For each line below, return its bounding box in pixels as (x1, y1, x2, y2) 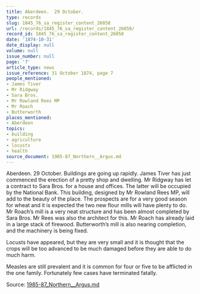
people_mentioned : (6, 75, 52, 81)
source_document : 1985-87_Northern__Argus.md (6, 153, 121, 159)
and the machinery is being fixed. (6, 227, 88, 234)
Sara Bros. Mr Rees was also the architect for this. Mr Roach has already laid (6, 214, 195, 222)
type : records (6, 14, 42, 20)
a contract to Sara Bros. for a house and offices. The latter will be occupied (6, 183, 191, 190)
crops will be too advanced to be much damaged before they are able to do (6, 245, 192, 252)
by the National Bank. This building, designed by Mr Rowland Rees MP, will (6, 189, 190, 196)
